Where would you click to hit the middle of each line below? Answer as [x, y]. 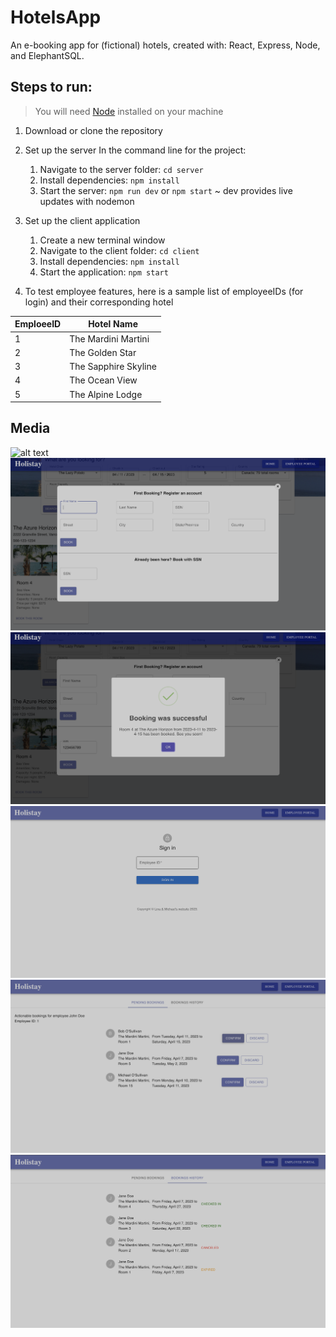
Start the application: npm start [104, 272]
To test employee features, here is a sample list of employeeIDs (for [164, 291]
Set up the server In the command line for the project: [135, 150]
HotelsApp [56, 17]
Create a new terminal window [102, 240]
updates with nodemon [87, 201]
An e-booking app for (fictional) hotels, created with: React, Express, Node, [165, 45]
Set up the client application [82, 220]
